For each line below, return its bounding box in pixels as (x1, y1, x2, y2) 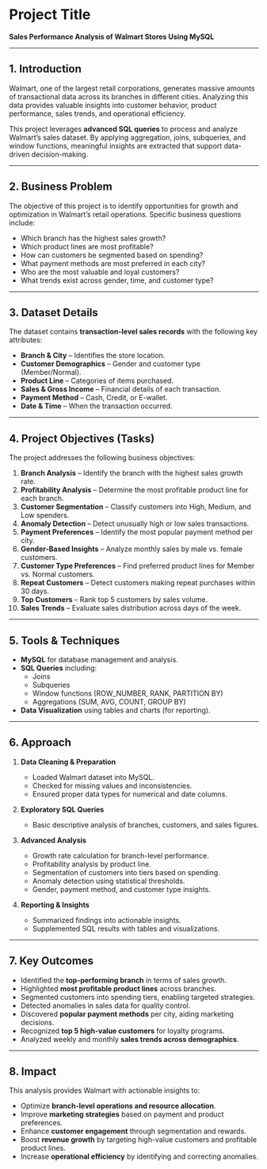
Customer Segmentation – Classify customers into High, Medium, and (20, 502, 252, 511)
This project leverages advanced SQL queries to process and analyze (9, 124, 238, 133)
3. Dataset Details (9, 306, 98, 319)
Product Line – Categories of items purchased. (20, 376, 174, 386)
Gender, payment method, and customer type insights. (32, 884, 211, 894)
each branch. (20, 494, 64, 503)
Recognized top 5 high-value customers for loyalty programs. (20, 1026, 225, 1036)
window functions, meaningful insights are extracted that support (9, 141, 223, 150)
